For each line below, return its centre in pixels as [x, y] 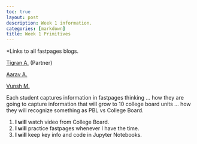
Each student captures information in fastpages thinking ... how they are [95, 98]
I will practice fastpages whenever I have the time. [77, 128]
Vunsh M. [18, 86]
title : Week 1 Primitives [38, 34]
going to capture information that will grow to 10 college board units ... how [99, 104]
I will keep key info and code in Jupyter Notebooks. [78, 135]
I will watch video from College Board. [62, 122]
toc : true [19, 12]
